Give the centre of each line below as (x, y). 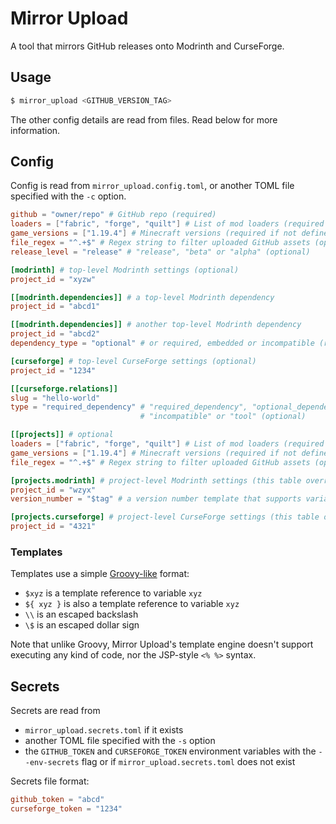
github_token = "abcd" (57, 800)
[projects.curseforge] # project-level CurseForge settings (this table (165, 517)
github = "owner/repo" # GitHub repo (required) (113, 215)
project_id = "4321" (53, 527)
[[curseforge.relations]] (64, 388)
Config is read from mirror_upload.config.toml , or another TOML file (152, 186)
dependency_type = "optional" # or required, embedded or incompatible (162, 343)
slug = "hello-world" (55, 398)
